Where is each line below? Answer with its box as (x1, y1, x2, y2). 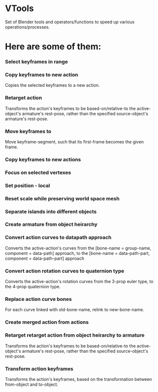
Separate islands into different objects (5, 208, 97, 215)
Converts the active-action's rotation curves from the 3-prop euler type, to (5, 279, 154, 284)
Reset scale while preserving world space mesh (5, 195, 120, 202)
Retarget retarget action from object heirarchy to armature (5, 332, 145, 339)
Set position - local (5, 182, 50, 189)
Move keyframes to (5, 128, 52, 135)
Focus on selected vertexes (5, 169, 72, 176)
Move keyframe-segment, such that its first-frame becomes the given (5, 139, 144, 144)
